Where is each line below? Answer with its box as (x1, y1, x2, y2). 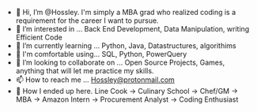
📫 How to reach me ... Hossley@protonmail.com (15, 75, 176, 84)
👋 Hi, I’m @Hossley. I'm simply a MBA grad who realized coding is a (15, 8, 236, 17)
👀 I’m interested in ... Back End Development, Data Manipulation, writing (15, 24, 250, 33)
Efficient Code (15, 32, 63, 42)
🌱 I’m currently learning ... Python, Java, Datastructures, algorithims (15, 41, 236, 50)
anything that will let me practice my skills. (15, 66, 154, 75)
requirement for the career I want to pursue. (15, 16, 160, 25)
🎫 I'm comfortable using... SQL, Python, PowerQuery (15, 50, 187, 58)
